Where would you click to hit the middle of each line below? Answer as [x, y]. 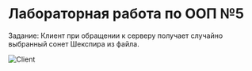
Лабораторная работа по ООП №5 [126, 14]
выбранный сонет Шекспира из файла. [74, 43]
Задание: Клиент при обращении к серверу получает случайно [116, 35]
